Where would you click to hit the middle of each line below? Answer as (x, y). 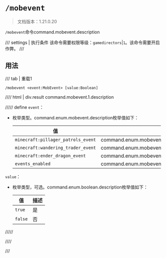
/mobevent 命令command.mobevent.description (52, 32)
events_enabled (33, 164)
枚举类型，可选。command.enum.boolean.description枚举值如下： (80, 187)
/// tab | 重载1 (19, 78)
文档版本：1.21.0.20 (37, 21)
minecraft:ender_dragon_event (50, 156)
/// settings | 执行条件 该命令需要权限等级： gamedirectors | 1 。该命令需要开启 (83, 42)
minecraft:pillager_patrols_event (55, 140)
